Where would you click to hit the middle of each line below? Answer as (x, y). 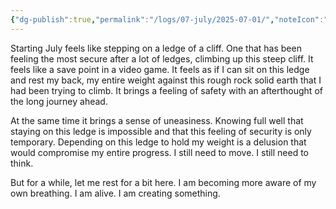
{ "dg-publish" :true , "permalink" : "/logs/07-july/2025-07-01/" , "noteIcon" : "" (171, 19)
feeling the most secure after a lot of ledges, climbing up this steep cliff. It (162, 58)
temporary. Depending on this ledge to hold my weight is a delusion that (158, 142)
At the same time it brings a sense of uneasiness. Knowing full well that (157, 120)
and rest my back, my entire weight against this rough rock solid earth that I (166, 80)
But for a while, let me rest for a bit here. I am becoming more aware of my (163, 182)
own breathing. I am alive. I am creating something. (115, 193)
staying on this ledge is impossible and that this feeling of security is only (161, 131)
